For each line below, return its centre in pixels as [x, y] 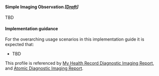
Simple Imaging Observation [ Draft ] [42, 7]
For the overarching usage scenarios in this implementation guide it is [75, 39]
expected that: [19, 45]
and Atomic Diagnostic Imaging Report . [44, 68]
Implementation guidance [32, 29]
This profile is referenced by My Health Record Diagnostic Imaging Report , [80, 63]
